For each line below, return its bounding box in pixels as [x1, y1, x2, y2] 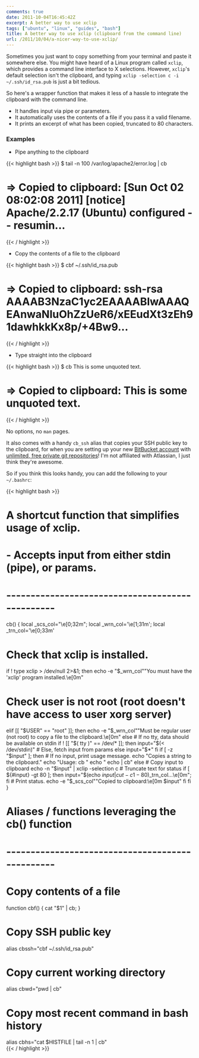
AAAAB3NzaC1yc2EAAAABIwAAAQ [6, 295, 189, 308]
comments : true [6, 8, 44, 15]
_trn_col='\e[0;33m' [6, 627, 55, 634]
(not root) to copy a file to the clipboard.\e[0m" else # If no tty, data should [6, 734, 189, 741]
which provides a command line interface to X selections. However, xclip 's [6, 65, 190, 72]
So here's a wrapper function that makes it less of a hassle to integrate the [6, 90, 188, 96]
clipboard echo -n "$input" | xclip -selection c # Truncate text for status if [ [6, 765, 190, 772]
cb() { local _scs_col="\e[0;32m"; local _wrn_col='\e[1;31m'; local [6, 620, 165, 628]
